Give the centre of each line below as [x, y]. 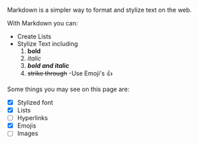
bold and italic [48, 65]
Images [27, 134]
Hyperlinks [32, 118]
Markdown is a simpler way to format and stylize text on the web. [100, 10]
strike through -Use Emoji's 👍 [70, 73]
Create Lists [34, 36]
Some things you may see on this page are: [68, 89]
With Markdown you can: [43, 23]
